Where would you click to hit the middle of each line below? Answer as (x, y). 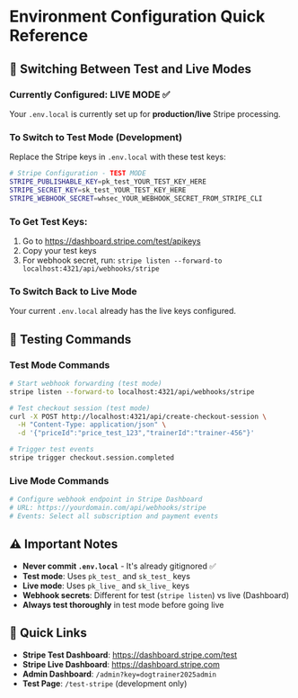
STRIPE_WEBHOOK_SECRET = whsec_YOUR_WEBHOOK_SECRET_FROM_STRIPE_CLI (136, 198)
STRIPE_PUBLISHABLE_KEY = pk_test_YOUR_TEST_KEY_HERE (108, 182)
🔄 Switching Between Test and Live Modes (131, 69)
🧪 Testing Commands (70, 339)
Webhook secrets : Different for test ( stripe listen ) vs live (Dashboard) (156, 595)
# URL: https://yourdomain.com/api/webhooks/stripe (108, 508)
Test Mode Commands (60, 364)
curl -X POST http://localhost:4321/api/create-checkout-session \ (138, 416)
